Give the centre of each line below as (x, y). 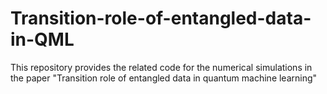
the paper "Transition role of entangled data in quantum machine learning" (164, 78)
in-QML (42, 39)
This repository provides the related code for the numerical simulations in (161, 67)
